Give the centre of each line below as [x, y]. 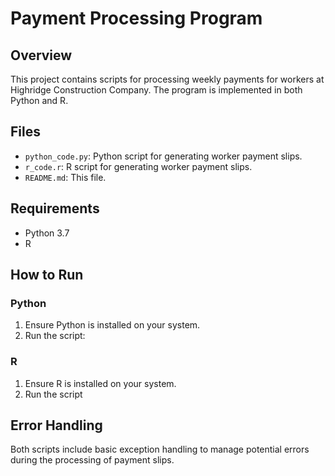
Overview [41, 55]
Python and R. [39, 100]
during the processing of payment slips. [92, 460]
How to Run [47, 275]
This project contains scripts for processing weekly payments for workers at [167, 79]
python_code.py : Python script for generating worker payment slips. [163, 156]
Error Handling [56, 425]
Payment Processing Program [136, 18]
